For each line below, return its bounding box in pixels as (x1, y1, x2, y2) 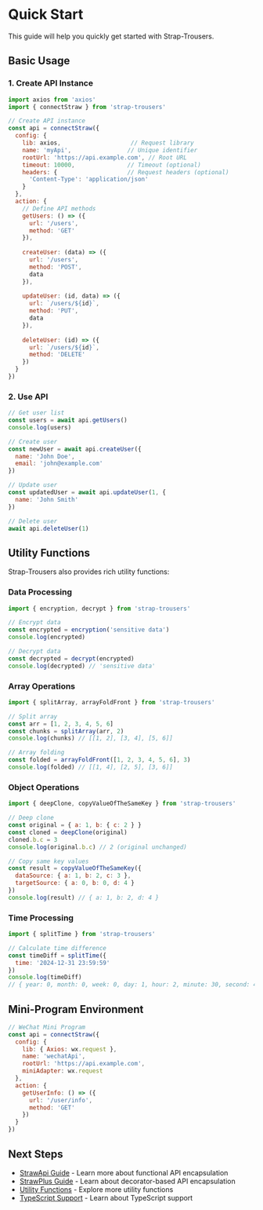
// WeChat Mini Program (8, 1023, 86, 1031)
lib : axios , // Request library (22, 139, 194, 147)
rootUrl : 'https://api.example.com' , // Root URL (22, 153, 188, 162)
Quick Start (8, 5, 84, 24)
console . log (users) (8, 423, 72, 431)
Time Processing (8, 912, 74, 923)
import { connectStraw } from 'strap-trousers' (8, 103, 167, 111)
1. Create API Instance (8, 78, 94, 89)
